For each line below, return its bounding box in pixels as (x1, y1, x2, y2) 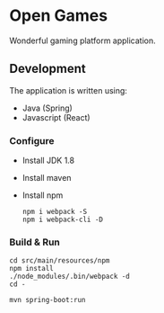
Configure (9, 134, 55, 147)
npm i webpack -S (22, 208, 88, 217)
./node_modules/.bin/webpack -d (9, 272, 130, 282)
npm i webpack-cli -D (22, 215, 103, 225)
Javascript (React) (22, 112, 91, 122)
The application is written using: (9, 85, 128, 95)
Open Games (9, 5, 108, 26)
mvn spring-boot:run (9, 296, 87, 305)
